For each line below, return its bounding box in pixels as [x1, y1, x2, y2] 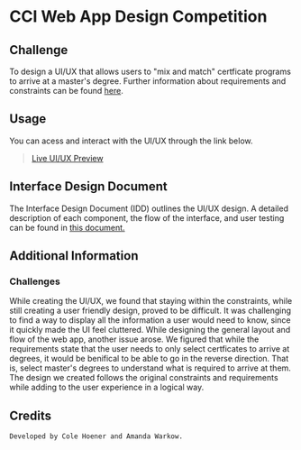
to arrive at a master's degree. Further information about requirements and [9, 76, 287, 87]
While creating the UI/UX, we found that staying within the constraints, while [9, 296, 293, 307]
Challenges [9, 275, 60, 288]
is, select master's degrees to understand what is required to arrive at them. [9, 363, 291, 373]
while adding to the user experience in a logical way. [9, 381, 205, 393]
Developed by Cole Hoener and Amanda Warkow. [9, 432, 183, 441]
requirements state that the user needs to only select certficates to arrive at [9, 344, 290, 354]
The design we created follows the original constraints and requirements [9, 372, 278, 383]
